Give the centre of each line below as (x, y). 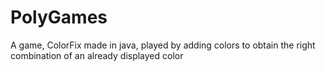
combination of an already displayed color (97, 55)
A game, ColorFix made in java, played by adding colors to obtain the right (163, 45)
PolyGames (59, 17)
